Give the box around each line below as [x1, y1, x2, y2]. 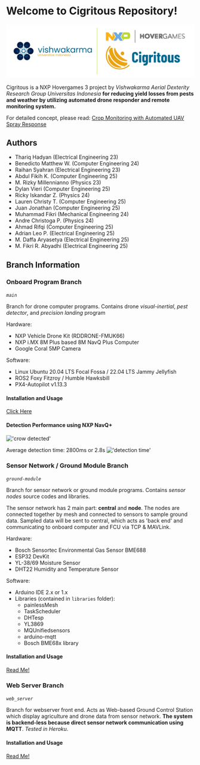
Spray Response [6, 121, 47, 128]
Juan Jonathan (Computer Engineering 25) [14, 204, 121, 211]
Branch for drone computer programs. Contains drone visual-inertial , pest [6, 303, 188, 310]
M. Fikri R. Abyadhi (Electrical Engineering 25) [14, 242, 128, 250]
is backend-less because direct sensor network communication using [6, 719, 184, 726]
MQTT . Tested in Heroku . [6, 726, 69, 733]
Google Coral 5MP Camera [14, 345, 81, 352]
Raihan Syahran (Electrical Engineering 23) [14, 166, 121, 174]
